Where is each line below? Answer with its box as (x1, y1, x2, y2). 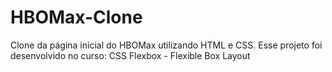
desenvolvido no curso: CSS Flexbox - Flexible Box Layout (10, 49, 251, 61)
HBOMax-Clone (10, 6, 143, 29)
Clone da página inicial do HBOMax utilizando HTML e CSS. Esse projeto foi (10, 39, 323, 51)
